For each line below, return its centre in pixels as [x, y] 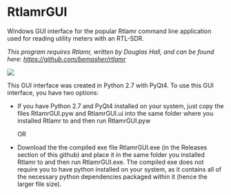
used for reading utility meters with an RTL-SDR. [76, 38]
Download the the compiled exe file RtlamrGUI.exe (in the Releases [112, 147]
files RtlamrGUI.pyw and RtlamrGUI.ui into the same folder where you [115, 113]
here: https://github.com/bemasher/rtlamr [67, 59]
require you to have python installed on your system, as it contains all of [119, 169]
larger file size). [39, 184]
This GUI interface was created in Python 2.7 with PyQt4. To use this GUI [110, 85]
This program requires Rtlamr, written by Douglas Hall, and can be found [111, 52]
